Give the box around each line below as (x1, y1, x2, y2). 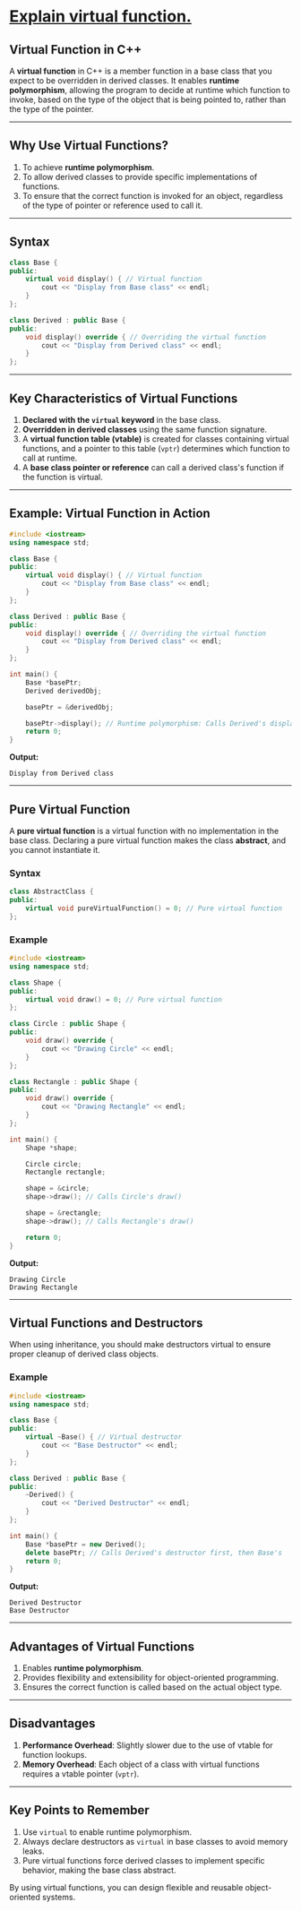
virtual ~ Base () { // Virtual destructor (25, 1433, 182, 1442)
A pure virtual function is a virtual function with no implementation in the (9, 825, 279, 836)
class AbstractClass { (9, 887, 94, 897)
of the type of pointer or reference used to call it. (21, 200, 203, 211)
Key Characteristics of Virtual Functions (9, 391, 238, 406)
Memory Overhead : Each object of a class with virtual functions (21, 1759, 260, 1769)
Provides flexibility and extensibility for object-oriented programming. (21, 1673, 279, 1683)
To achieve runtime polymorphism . (21, 161, 155, 172)
